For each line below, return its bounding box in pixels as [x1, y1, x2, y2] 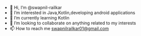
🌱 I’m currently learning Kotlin [9, 15, 70, 20]
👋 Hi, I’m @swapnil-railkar [9, 5, 62, 10]
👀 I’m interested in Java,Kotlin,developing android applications [9, 10, 136, 16]
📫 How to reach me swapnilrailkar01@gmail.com [9, 26, 109, 31]
